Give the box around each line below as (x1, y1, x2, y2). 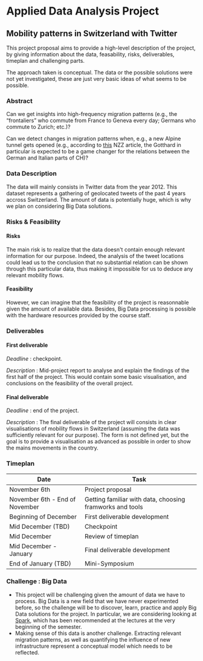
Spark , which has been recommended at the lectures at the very (14, 616, 175, 624)
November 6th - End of (9, 495, 76, 503)
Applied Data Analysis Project (6, 4, 159, 18)
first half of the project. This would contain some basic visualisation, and (6, 373, 187, 381)
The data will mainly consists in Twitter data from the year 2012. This (6, 183, 177, 190)
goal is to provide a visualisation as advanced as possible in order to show (6, 438, 192, 445)
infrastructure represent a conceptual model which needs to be (14, 642, 173, 650)
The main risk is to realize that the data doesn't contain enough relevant (6, 246, 185, 253)
